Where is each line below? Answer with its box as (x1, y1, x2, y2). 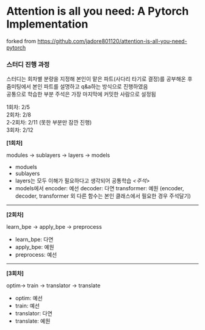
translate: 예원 (15, 317, 51, 325)
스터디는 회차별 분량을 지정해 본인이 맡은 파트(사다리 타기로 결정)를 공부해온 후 (6, 75, 193, 83)
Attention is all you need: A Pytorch (6, 4, 189, 18)
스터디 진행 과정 (6, 60, 50, 68)
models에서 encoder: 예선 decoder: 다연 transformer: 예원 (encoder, (15, 185, 184, 192)
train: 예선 (15, 302, 40, 309)
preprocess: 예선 (15, 251, 57, 259)
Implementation (6, 17, 88, 31)
